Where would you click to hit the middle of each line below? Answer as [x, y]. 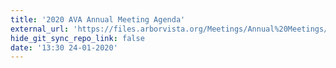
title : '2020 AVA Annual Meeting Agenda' [98, 19]
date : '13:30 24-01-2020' [64, 47]
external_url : [40, 29]
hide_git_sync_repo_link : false [77, 38]
